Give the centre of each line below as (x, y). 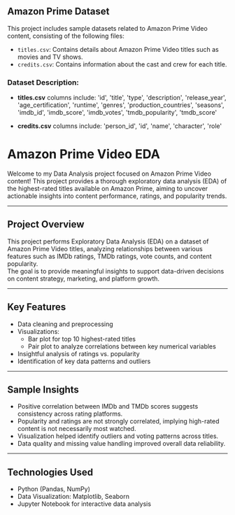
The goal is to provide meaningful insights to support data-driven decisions (116, 271)
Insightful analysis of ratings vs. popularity (78, 353)
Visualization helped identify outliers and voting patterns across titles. (118, 436)
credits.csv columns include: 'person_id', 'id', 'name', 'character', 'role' (120, 126)
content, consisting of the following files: (66, 36)
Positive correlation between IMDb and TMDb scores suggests (108, 407)
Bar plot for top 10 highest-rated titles (82, 339)
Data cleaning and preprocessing (65, 324)
